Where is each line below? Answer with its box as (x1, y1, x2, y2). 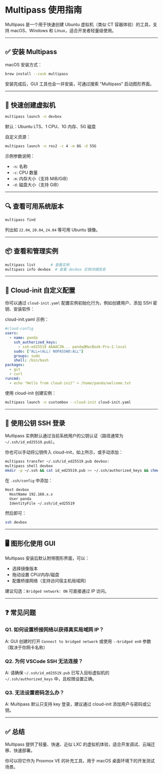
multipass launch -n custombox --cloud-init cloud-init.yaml (5, 400, 131, 405)
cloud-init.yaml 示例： (5, 316, 49, 322)
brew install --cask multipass (5, 71, 68, 76)
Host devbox (5, 487, 29, 492)
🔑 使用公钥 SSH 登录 (5, 419, 65, 427)
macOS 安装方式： (5, 61, 42, 67)
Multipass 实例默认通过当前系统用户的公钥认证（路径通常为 (5, 433, 124, 439)
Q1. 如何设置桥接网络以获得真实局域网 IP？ (5, 626, 104, 633)
